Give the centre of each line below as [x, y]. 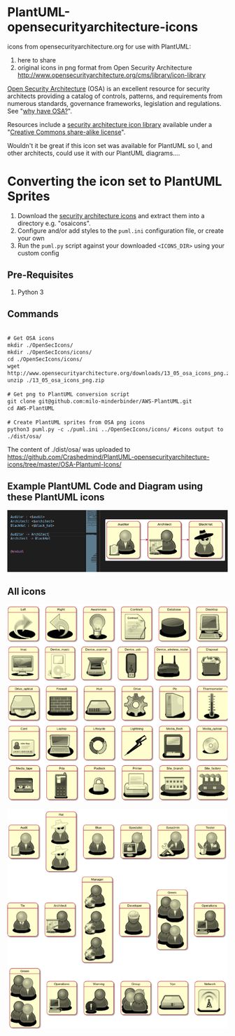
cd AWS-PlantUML [31, 408]
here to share [36, 60]
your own [31, 238]
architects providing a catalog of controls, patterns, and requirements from [115, 96]
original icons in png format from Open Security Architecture [105, 67]
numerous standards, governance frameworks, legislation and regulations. [114, 103]
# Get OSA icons [31, 338]
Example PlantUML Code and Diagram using [105, 486]
